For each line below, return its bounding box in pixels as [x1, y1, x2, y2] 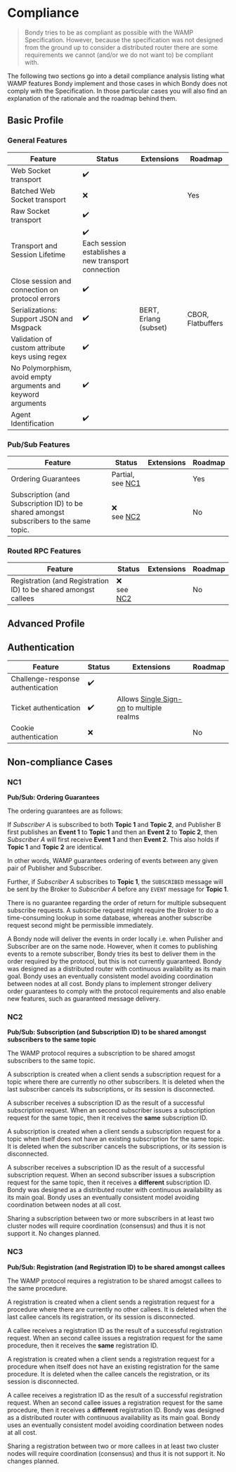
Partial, [111, 469, 135, 479]
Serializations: [11, 305, 58, 314]
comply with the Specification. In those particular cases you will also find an [7, 87, 227, 95]
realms [117, 712, 140, 722]
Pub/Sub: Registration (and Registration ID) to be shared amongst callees [7, 1262, 225, 1271]
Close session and [11, 276, 72, 286]
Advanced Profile [7, 617, 86, 629]
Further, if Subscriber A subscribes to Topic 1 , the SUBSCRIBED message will [7, 878, 223, 886]
